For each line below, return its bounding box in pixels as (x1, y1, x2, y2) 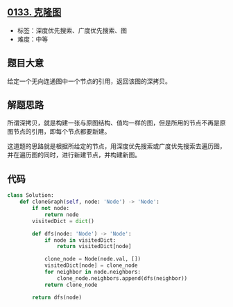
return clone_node (44, 281, 98, 288)
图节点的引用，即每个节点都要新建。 (7, 128, 111, 136)
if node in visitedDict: (44, 236, 116, 244)
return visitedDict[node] (56, 243, 132, 250)
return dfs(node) (32, 294, 82, 301)
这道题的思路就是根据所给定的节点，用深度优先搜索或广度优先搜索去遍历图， (7, 142, 226, 150)
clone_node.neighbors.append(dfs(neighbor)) (56, 274, 188, 282)
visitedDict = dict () (32, 218, 95, 225)
